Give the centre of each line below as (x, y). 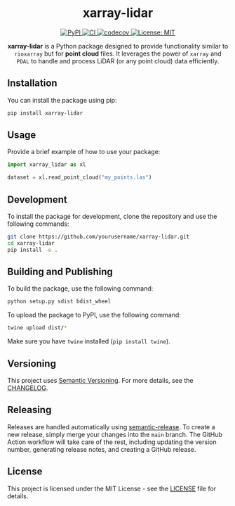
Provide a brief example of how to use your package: (84, 152)
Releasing (29, 410)
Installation (32, 83)
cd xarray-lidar (31, 243)
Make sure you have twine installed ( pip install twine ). (89, 341)
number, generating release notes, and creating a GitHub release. (102, 449)
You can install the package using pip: (62, 100)
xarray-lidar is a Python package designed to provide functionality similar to (118, 46)
